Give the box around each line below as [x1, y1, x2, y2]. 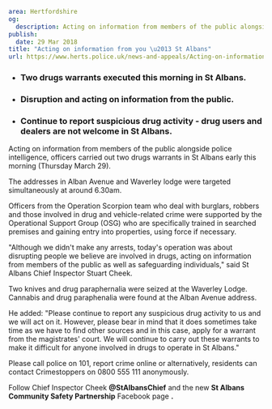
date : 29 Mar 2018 [15, 37, 79, 46]
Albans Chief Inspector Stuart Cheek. [8, 268, 133, 279]
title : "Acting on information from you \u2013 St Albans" [8, 45, 212, 53]
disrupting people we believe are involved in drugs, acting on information [8, 251, 252, 261]
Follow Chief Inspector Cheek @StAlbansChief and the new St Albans [8, 383, 245, 393]
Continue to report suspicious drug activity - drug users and [19, 115, 262, 126]
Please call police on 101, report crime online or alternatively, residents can [8, 359, 257, 369]
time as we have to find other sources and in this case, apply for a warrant [8, 326, 257, 335]
